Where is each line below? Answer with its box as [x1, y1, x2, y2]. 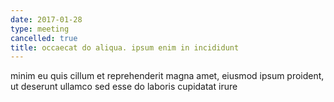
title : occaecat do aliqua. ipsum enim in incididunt [10, 42, 240, 53]
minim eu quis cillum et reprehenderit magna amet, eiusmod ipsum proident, [10, 70, 325, 82]
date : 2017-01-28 [10, 14, 83, 25]
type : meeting [10, 24, 70, 34]
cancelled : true [10, 33, 78, 43]
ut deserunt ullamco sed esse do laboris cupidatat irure [10, 81, 238, 93]
